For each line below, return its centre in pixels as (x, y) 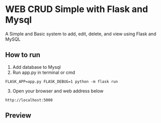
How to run (23, 55)
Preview (18, 116)
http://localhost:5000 (29, 100)
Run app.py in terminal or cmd (44, 72)
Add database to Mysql (37, 67)
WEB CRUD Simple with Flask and (77, 9)
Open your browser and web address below (58, 91)
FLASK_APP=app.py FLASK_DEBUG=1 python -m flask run (62, 81)
